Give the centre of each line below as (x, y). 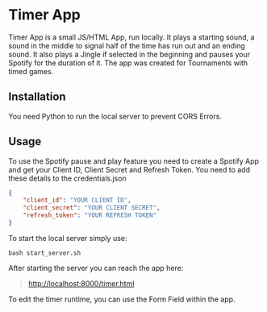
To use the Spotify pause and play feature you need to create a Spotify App (134, 161)
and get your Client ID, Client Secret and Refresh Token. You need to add (129, 169)
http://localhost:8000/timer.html (81, 283)
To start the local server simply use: (68, 238)
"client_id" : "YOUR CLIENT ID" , (77, 200)
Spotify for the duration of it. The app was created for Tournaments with (128, 63)
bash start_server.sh (45, 253)
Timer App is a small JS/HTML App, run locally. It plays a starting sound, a (131, 37)
